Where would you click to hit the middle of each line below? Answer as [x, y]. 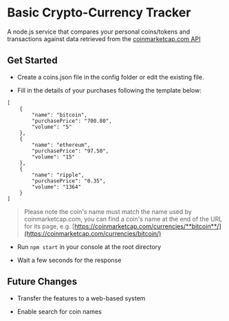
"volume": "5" [52, 127]
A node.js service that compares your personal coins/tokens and [99, 32]
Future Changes [42, 282]
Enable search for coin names [59, 311]
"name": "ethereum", [61, 145]
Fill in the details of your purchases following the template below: [109, 90]
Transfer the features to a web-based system [81, 298]
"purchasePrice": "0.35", [69, 181]
